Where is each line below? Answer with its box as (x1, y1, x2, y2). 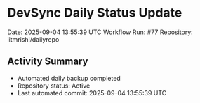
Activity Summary (7, 56, 88, 68)
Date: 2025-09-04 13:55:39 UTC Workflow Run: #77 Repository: (7, 28, 193, 36)
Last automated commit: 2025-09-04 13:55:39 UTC (17, 88, 167, 97)
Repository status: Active (17, 81, 91, 90)
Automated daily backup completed (17, 74, 121, 82)
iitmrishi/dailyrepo (7, 35, 60, 43)
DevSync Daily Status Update (7, 5, 182, 21)
